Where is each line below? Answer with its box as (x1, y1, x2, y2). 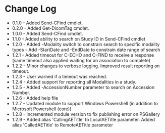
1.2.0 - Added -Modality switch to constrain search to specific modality (12, 41, 160, 47)
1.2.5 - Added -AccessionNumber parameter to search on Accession (12, 84, 155, 90)
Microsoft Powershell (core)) (12, 106, 72, 112)
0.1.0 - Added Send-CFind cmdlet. (12, 20, 83, 26)
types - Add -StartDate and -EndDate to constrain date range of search (12, 47, 160, 53)
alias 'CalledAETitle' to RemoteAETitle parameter (12, 122, 114, 128)
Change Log (5, 3, 57, 15)
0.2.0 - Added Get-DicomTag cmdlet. (12, 25, 89, 31)
